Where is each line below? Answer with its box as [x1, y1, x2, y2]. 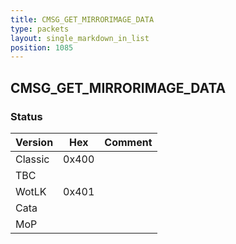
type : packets [10, 24, 70, 34]
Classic [15, 152, 50, 166]
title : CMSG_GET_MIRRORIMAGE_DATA [10, 14, 155, 25]
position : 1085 [10, 42, 74, 53]
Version [15, 135, 54, 149]
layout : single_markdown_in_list [10, 33, 150, 43]
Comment [104, 135, 153, 149]
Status [10, 109, 43, 123]
